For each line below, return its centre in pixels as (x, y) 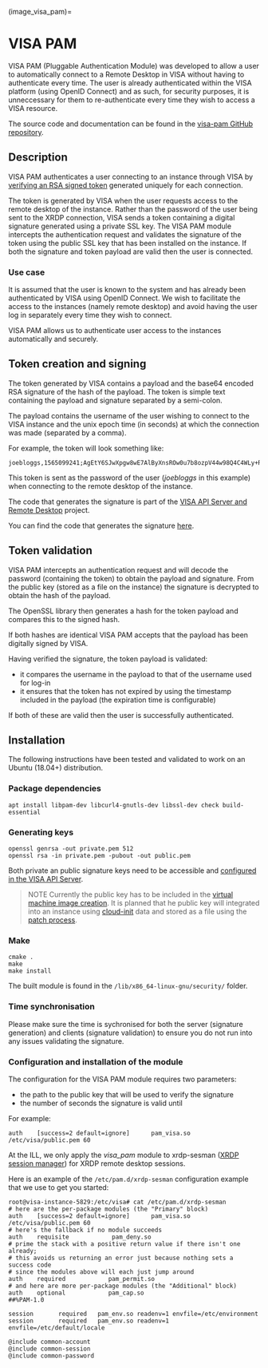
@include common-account (49, 1342)
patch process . (53, 920)
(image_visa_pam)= (40, 12)
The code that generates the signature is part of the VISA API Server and (128, 502)
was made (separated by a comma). (67, 432)
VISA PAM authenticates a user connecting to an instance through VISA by (131, 176)
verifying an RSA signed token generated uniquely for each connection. (126, 185)
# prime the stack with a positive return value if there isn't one (124, 1244)
